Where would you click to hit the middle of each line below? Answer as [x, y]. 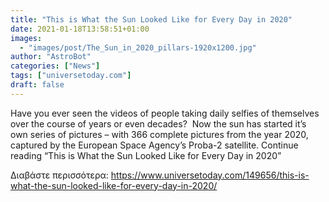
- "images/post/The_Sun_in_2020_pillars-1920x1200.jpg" [138, 47]
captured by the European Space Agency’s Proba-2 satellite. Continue [154, 145]
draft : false [37, 85]
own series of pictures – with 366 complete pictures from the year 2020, [159, 134]
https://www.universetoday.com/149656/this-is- [210, 175]
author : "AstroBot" [51, 57]
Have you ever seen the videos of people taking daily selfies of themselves [165, 113]
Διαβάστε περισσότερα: [59, 175]
